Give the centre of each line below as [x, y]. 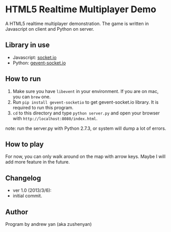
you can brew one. [32, 97]
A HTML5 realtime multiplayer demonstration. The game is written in [77, 24]
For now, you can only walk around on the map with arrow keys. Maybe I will [86, 156]
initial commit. [27, 196]
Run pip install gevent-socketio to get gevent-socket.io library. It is [86, 102]
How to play [25, 144]
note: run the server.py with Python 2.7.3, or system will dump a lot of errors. [86, 128]
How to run [23, 79]
